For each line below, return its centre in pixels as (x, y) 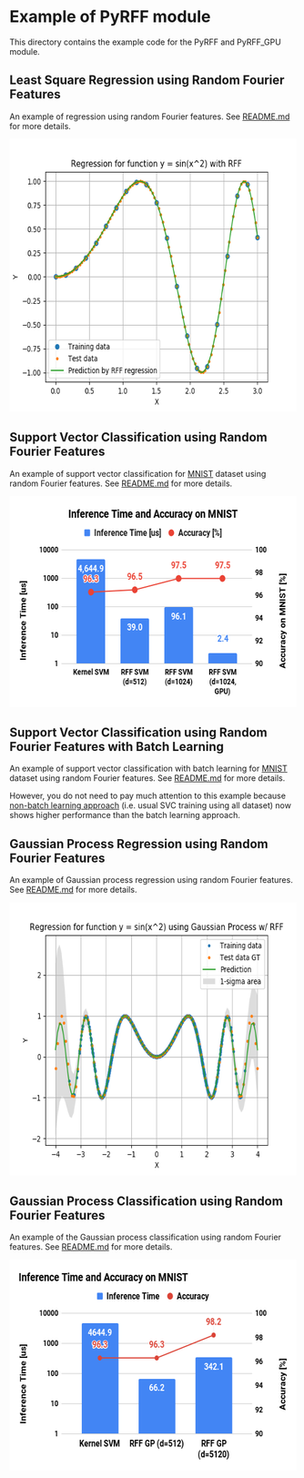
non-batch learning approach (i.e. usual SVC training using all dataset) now (150, 805)
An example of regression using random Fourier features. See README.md (150, 116)
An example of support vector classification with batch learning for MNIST (149, 769)
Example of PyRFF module (110, 17)
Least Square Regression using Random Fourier (147, 81)
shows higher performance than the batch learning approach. (125, 815)
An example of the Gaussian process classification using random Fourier (146, 1237)
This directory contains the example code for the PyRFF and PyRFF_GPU (146, 42)
